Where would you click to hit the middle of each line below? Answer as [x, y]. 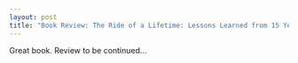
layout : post [33, 17]
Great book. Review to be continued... [78, 50]
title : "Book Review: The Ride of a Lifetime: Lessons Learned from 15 [144, 25]
